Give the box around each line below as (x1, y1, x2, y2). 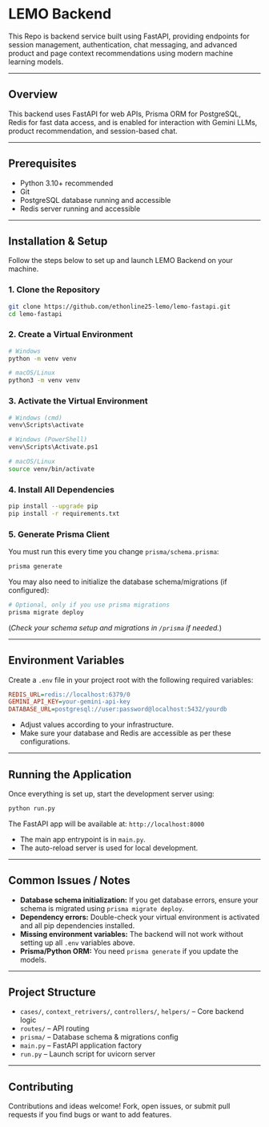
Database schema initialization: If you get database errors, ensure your (19, 895, 259, 905)
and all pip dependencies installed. (19, 920, 135, 930)
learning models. (8, 57, 64, 67)
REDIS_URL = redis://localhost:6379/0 (8, 691, 130, 699)
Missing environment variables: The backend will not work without (19, 929, 244, 938)
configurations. (19, 737, 70, 747)
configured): (8, 585, 50, 594)
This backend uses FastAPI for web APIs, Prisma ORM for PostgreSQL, (8, 109, 242, 119)
